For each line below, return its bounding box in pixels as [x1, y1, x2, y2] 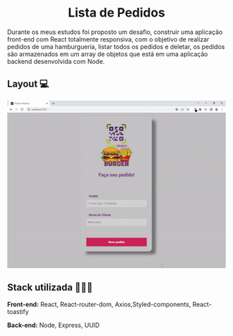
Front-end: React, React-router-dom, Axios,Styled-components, [7, 300, 191, 308]
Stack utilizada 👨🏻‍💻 [7, 282, 94, 294]
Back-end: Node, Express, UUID [7, 321, 100, 329]
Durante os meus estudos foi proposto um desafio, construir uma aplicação [7, 28, 223, 36]
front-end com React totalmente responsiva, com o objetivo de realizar [7, 35, 209, 43]
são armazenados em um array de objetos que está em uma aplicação [7, 50, 208, 58]
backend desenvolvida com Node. [7, 57, 105, 65]
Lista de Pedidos [68, 5, 165, 21]
